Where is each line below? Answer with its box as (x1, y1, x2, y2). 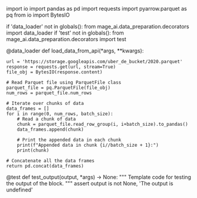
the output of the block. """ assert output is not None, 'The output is (6, 180, 174, 187)
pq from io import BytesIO (6, 11, 70, 18)
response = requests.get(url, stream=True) (6, 64, 116, 70)
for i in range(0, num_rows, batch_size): (6, 111, 113, 117)
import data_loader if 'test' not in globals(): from (6, 29, 124, 36)
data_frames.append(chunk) (17, 126, 84, 132)
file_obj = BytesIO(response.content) (6, 69, 103, 75)
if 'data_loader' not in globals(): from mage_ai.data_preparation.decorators (6, 23, 189, 30)
